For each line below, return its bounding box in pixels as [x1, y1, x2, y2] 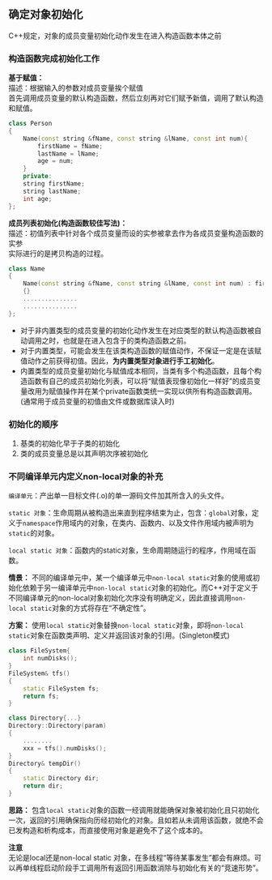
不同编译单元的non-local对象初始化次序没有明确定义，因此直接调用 [8, 593, 232, 603]
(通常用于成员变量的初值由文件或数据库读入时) [19, 396, 176, 406]
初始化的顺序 [8, 418, 59, 429]
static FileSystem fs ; [23, 684, 100, 693]
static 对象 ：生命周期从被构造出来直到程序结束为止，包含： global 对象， [8, 508, 253, 518]
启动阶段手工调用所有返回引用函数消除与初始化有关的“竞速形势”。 [43, 862, 263, 873]
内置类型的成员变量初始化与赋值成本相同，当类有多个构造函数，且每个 [19, 365, 255, 375]
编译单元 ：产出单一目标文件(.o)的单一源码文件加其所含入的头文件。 [8, 491, 229, 501]
